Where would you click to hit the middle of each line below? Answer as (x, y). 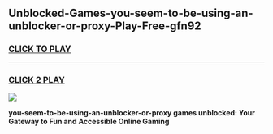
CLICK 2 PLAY (37, 80)
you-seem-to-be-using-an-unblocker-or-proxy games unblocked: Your (132, 112)
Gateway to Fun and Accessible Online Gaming (89, 121)
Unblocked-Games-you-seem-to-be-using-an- (131, 13)
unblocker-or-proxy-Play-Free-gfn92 (105, 26)
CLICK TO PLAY (40, 50)
